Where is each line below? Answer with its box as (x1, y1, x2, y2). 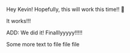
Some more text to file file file (6, 41, 80, 48)
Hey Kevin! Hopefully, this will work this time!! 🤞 (6, 6, 125, 13)
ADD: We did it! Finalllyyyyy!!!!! (6, 29, 83, 36)
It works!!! (6, 17, 31, 24)
